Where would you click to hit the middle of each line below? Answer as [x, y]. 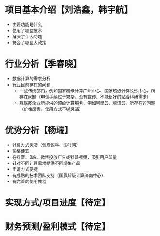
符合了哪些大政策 [29, 42]
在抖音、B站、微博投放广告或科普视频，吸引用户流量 [64, 157]
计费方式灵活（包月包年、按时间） [46, 145]
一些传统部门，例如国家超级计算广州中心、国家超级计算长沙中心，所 [87, 91]
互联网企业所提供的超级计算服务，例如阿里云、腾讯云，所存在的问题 [87, 103]
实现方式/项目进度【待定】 [58, 203]
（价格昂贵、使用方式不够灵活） [51, 109]
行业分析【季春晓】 [43, 64]
